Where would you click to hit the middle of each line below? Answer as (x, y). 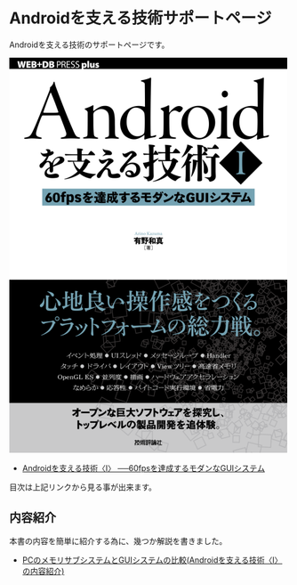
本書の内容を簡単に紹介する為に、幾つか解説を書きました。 (118, 540)
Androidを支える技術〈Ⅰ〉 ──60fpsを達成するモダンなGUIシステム (143, 467)
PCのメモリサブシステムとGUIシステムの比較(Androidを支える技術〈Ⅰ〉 (152, 560)
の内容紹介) (43, 571)
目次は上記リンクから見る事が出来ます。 (83, 487)
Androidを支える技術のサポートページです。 (89, 45)
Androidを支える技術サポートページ (140, 18)
